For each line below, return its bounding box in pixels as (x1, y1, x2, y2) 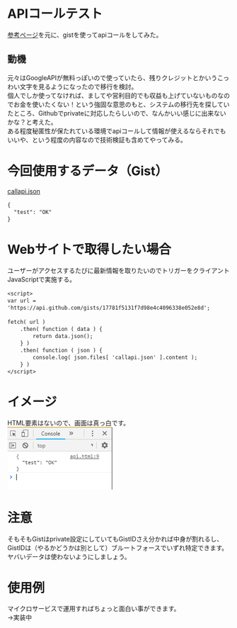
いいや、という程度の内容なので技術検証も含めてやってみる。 (7, 135, 187, 144)
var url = (7, 297, 37, 304)
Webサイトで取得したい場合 (7, 241, 171, 257)
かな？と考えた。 (7, 118, 57, 126)
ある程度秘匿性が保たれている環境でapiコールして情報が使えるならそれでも (7, 126, 226, 135)
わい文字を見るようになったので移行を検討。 (7, 82, 138, 91)
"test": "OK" (13, 208, 52, 215)
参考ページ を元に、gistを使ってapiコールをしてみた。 (7, 30, 163, 39)
